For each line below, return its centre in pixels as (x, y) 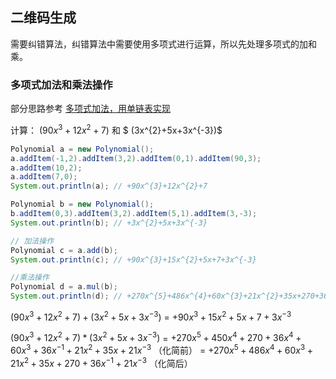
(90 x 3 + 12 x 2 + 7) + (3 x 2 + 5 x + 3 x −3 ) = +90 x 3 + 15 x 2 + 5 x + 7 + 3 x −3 (151, 316)
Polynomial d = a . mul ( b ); (64, 287)
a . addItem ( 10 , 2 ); (46, 168)
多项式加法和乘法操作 (61, 85)
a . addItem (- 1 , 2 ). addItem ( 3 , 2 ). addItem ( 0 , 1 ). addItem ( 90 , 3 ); (136, 158)
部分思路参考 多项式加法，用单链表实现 (90, 109)
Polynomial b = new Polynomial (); (82, 204)
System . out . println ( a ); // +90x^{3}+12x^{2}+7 (109, 186)
